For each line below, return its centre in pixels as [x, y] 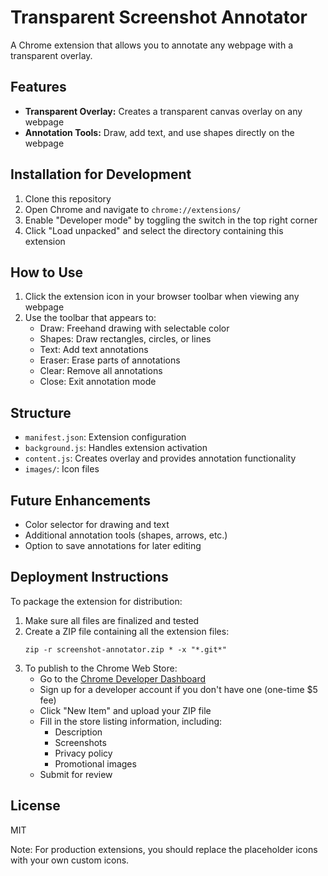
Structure [41, 412]
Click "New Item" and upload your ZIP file [125, 710]
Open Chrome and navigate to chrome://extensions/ [133, 209]
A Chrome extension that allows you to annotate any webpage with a [151, 45]
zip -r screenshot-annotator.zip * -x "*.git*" [125, 649]
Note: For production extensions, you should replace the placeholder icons [164, 849]
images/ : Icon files [62, 469]
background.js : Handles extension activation [116, 448]
